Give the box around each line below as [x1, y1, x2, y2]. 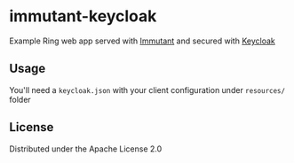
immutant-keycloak [9, 6, 157, 27]
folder [9, 94, 31, 105]
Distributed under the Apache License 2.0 [9, 144, 163, 154]
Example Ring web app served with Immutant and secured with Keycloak [9, 35, 275, 46]
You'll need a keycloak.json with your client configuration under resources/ [9, 84, 286, 95]
